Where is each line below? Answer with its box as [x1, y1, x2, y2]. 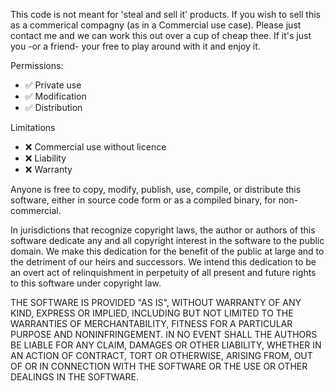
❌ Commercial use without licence [24, 141, 167, 153]
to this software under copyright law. [10, 277, 162, 289]
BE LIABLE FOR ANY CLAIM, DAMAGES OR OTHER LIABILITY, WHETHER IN [10, 339, 322, 351]
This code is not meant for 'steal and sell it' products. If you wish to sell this [10, 9, 322, 20]
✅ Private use [24, 79, 82, 91]
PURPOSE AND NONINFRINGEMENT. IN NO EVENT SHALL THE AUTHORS [10, 329, 318, 340]
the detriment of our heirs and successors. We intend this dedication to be [10, 256, 317, 268]
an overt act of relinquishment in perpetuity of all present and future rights [10, 267, 317, 278]
